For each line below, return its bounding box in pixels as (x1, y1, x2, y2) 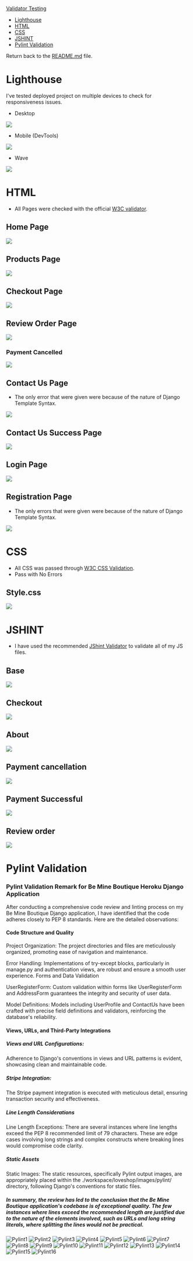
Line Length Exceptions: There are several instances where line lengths (6, 1124, 178, 1131)
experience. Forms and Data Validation (6, 972, 99, 979)
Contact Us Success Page (6, 428, 102, 437)
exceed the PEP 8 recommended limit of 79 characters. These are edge (6, 1130, 178, 1137)
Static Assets (6, 1156, 40, 1163)
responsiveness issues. (6, 98, 62, 105)
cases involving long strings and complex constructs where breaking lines (6, 1136, 184, 1143)
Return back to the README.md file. (6, 53, 93, 59)
